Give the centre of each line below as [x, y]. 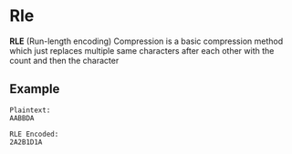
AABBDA [22, 118]
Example [35, 89]
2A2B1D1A [26, 142]
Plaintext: [30, 110]
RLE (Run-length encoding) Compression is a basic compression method [146, 41]
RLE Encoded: [34, 134]
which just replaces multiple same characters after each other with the [142, 50]
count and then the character [64, 60]
